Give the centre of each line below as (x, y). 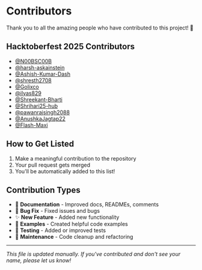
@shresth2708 (33, 80)
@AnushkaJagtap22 (40, 118)
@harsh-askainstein (40, 67)
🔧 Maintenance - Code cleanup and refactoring (74, 237)
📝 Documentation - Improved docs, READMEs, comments (87, 204)
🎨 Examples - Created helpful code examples (71, 224)
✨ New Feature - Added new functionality (67, 217)
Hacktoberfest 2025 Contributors (71, 47)
